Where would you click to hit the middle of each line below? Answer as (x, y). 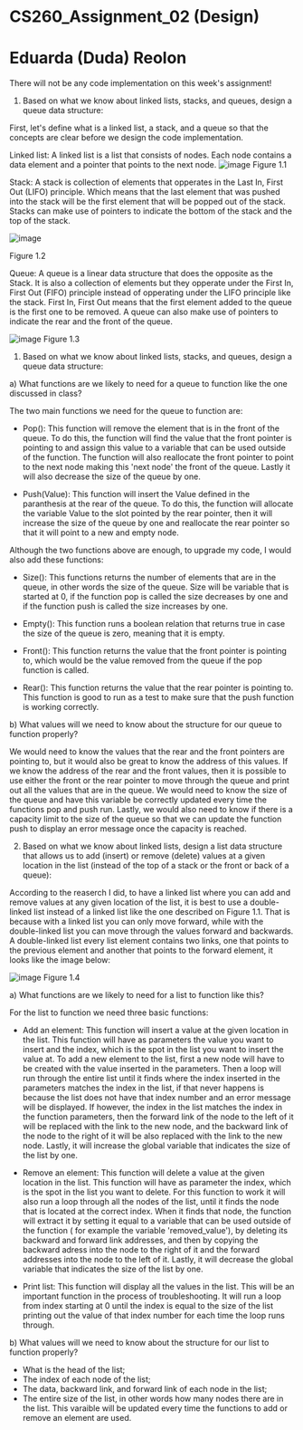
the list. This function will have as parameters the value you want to (148, 1040)
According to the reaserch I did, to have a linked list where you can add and (150, 893)
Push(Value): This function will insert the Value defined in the (136, 494)
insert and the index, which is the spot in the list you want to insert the (153, 1050)
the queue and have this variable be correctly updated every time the (138, 800)
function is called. (56, 670)
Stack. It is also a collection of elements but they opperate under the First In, (151, 283)
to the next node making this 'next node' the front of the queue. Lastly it (156, 467)
